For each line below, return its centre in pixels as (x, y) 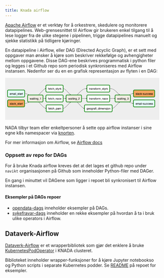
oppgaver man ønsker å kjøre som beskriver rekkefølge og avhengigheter (79, 55)
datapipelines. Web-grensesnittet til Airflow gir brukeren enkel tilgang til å (79, 30)
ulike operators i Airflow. (37, 218)
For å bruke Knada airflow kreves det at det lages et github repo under (76, 166)
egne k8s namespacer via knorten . (40, 133)
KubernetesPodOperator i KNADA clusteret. (49, 251)
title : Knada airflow (27, 10)
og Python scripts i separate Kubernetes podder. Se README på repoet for (81, 265)
